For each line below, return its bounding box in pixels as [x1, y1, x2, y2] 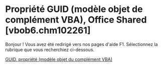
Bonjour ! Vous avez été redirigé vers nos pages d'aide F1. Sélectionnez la [5, 41, 158, 47]
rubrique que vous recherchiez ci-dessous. [5, 46, 94, 52]
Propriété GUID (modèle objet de [5, 3, 143, 15]
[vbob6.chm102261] [5, 25, 91, 36]
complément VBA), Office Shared [5, 14, 147, 25]
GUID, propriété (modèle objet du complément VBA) [5, 56, 113, 62]
